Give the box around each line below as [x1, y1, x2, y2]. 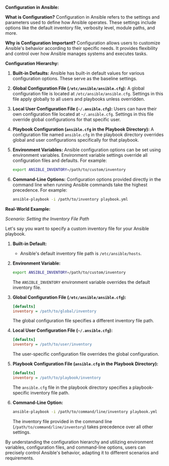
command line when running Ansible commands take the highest [12, 182, 148, 188]
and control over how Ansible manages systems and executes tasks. [5, 50, 148, 56]
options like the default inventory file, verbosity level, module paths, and [5, 25, 155, 31]
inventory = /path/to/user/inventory [12, 342, 92, 347]
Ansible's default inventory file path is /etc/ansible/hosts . [20, 250, 142, 256]
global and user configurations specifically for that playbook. [12, 137, 139, 143]
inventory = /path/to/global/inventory [12, 309, 97, 314]
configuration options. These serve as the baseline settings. [12, 76, 138, 81]
